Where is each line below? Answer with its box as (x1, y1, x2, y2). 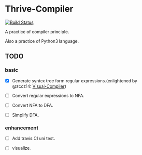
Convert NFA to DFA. (12, 102, 53, 108)
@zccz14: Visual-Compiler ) (12, 83, 67, 89)
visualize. (12, 145, 31, 151)
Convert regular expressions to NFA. (12, 93, 85, 98)
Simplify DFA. (12, 112, 39, 118)
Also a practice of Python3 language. (5, 38, 79, 44)
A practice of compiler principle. (5, 29, 69, 34)
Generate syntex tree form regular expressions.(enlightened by (12, 77, 138, 83)
